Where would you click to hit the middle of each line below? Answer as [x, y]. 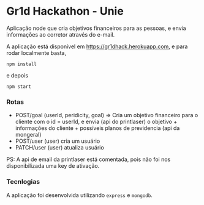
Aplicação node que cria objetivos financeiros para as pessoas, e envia [96, 28]
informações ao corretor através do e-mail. [61, 34]
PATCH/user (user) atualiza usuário [59, 148]
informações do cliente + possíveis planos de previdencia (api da [97, 128]
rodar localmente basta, [36, 52]
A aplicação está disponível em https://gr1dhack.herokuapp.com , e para [97, 46]
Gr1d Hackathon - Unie [65, 11]
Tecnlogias [23, 182]
